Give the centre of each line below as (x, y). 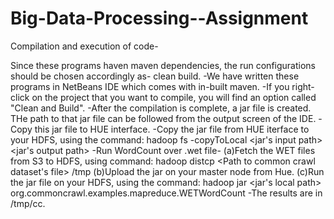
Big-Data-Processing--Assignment (159, 18)
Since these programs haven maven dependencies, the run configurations (163, 65)
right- (303, 86)
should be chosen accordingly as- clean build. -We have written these (155, 76)
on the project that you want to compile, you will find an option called (174, 97)
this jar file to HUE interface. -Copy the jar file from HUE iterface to (172, 129)
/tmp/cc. (28, 203)
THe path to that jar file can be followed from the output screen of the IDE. (163, 118)
